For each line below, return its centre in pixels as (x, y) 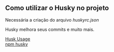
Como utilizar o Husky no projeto (57, 8)
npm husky (17, 44)
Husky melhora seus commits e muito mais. (50, 29)
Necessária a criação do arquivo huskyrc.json (52, 20)
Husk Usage (18, 39)
